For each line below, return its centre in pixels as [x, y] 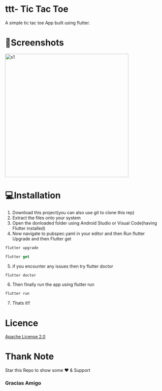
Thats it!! [21, 303]
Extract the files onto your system [47, 218]
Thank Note [30, 357]
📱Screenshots [34, 43]
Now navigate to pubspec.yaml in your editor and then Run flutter [79, 234]
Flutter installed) [29, 228]
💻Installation [33, 195]
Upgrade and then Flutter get [42, 238]
